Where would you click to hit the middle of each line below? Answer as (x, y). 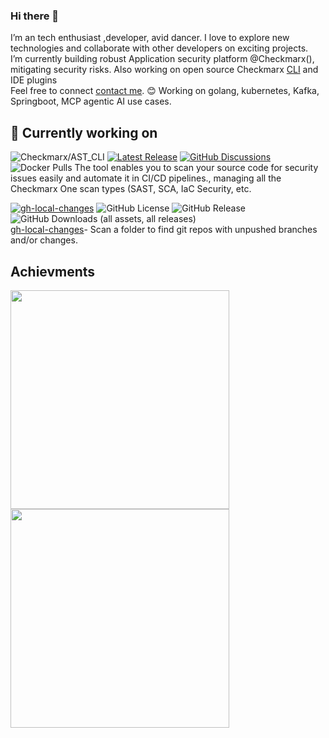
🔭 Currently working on (84, 132)
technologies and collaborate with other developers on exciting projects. (159, 48)
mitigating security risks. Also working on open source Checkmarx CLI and (164, 70)
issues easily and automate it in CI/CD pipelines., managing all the (146, 178)
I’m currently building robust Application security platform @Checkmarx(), (162, 59)
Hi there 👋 (35, 16)
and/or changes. (44, 240)
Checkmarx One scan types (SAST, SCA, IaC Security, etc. (131, 189)
